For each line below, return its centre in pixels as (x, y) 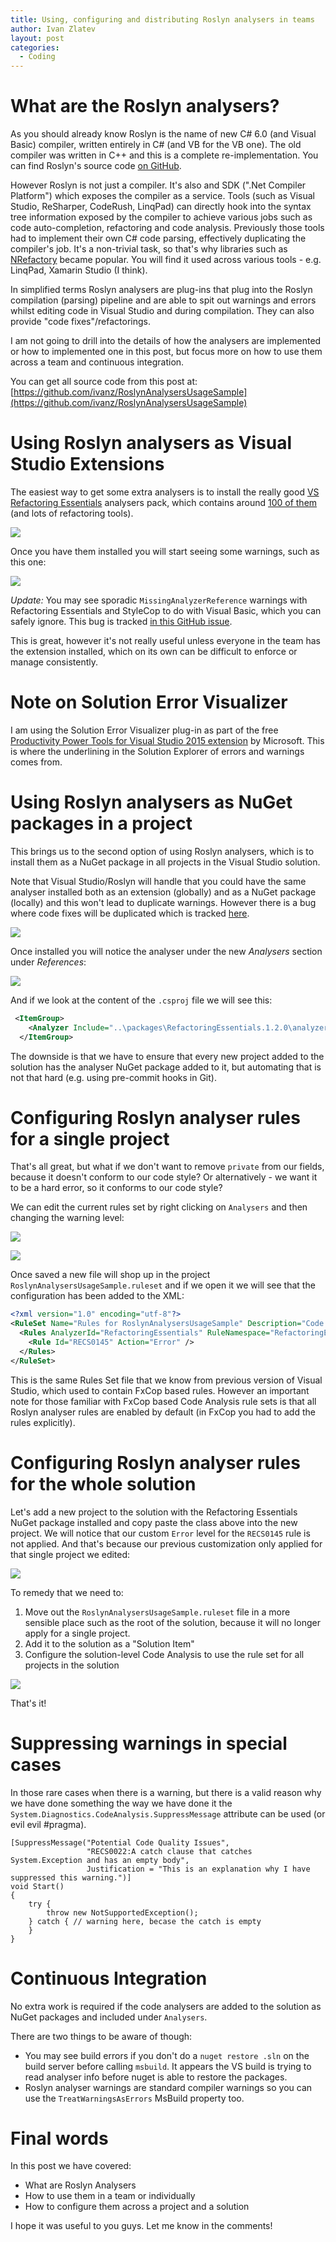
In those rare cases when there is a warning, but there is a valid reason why (166, 1792)
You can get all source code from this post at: (104, 382)
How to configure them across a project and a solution (137, 2207)
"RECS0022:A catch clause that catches (169, 1851)
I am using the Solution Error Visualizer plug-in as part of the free (144, 730)
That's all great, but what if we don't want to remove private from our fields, (167, 1167)
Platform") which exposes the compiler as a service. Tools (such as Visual (162, 196)
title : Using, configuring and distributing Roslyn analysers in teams (162, 19)
